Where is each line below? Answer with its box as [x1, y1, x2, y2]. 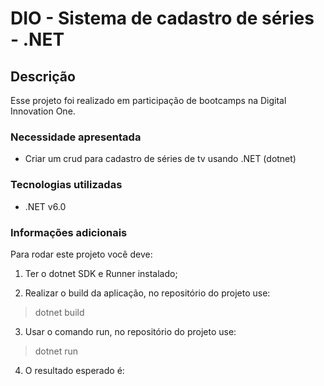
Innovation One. [10, 105, 76, 117]
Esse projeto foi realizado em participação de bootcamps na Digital [10, 95, 287, 106]
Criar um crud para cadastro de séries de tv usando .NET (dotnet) [24, 153, 297, 165]
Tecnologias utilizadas [10, 178, 123, 192]
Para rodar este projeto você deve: [10, 248, 153, 260]
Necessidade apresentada [10, 130, 142, 144]
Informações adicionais [10, 225, 128, 239]
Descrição [10, 68, 76, 85]
